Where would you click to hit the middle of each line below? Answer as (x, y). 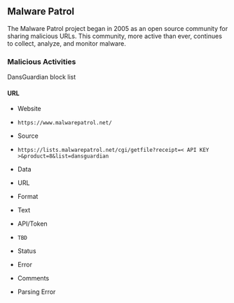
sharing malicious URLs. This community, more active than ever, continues (115, 36)
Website (29, 109)
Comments (33, 278)
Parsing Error (36, 292)
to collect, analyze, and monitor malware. (67, 43)
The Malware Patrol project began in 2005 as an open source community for (118, 28)
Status (27, 251)
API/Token (32, 224)
